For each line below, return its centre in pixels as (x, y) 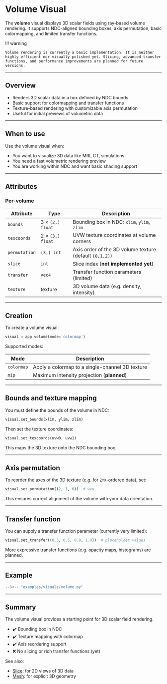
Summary (21, 607)
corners (82, 242)
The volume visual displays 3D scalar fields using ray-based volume (75, 23)
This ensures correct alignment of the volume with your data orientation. (79, 499)
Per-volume (20, 201)
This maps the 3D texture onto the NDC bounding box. (61, 447)
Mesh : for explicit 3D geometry (44, 676)
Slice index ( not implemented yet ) (113, 264)
